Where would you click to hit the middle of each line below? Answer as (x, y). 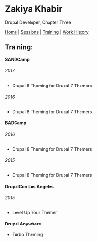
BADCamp (16, 123)
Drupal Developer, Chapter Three (38, 22)
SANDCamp (17, 59)
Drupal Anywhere (23, 224)
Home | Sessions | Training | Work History (47, 32)
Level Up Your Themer (34, 213)
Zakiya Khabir (34, 9)
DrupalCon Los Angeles (30, 186)
